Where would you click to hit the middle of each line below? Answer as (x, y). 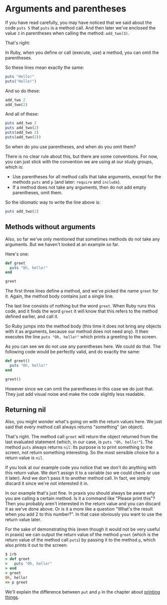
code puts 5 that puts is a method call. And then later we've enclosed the (81, 27)
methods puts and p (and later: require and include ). (67, 182)
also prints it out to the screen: (37, 545)
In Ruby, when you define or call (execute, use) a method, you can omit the (82, 52)
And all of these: (22, 114)
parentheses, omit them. (37, 192)
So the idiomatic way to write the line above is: (53, 202)
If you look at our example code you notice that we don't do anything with (81, 468)
